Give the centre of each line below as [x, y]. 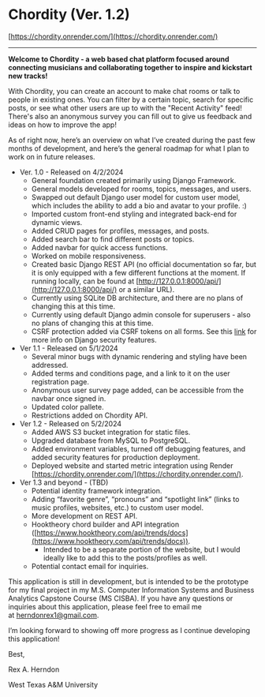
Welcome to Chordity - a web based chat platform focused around [119, 59]
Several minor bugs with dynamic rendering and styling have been [139, 356]
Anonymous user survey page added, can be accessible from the [138, 390]
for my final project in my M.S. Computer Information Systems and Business [131, 590]
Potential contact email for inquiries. [90, 566]
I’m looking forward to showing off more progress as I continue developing [129, 630]
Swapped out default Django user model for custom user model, [136, 197]
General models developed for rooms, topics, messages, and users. [141, 189]
